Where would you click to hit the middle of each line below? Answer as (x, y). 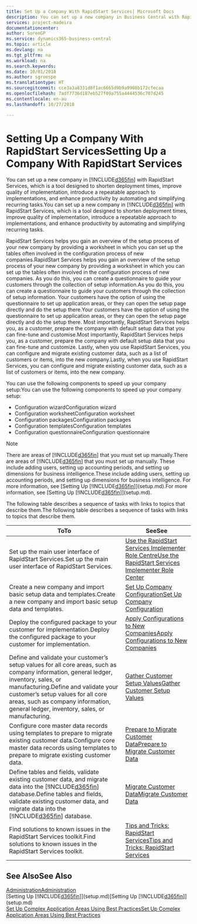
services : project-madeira (39, 22)
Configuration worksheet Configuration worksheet (74, 414)
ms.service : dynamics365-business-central (59, 39)
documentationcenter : (33, 28)
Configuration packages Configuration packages (73, 420)
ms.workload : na (26, 61)
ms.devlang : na (25, 50)
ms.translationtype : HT (35, 83)
